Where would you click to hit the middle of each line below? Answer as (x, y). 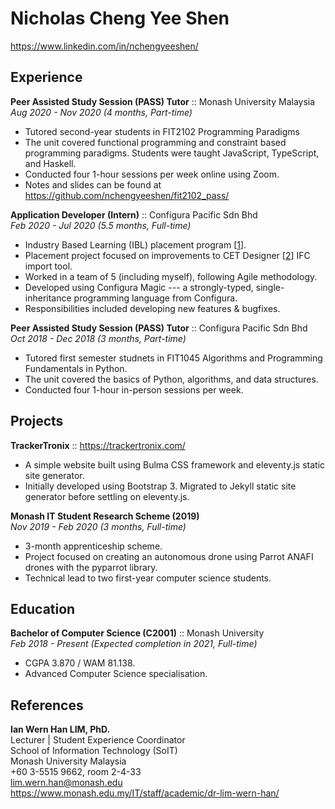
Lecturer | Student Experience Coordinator (98, 740)
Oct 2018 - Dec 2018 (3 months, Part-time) (98, 338)
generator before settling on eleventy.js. (107, 496)
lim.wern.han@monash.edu (66, 783)
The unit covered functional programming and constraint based (155, 142)
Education (43, 608)
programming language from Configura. (155, 298)
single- (270, 287)
